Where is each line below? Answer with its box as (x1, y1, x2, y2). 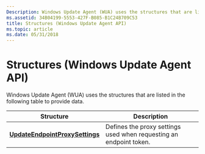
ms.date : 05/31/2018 (6, 32, 59, 38)
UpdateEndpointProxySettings (9, 130, 100, 139)
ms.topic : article (6, 26, 53, 32)
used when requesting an (106, 130, 179, 139)
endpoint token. (106, 138, 151, 147)
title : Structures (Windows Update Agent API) (6, 20, 127, 26)
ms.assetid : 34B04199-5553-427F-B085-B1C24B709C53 (6, 15, 138, 21)
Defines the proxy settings (106, 123, 181, 131)
